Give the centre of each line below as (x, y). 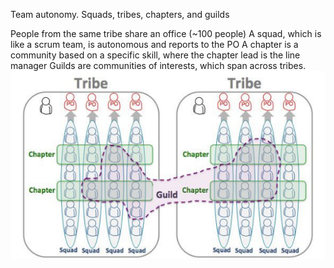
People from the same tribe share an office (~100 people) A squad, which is (166, 33)
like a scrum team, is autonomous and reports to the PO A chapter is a (154, 44)
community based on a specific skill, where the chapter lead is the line (155, 55)
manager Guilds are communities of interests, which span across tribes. (158, 65)
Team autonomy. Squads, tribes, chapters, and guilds (120, 14)
